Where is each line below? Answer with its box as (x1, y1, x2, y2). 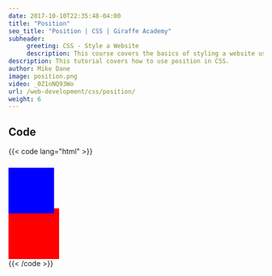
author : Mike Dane (8, 65, 70, 73)
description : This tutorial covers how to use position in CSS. (8, 58, 230, 66)
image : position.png (8, 72, 79, 80)
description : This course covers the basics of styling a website (26, 50, 255, 58)
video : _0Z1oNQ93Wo (8, 80, 74, 88)
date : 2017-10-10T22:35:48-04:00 (8, 11, 121, 20)
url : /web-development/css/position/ (8, 87, 136, 96)
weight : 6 (8, 95, 42, 103)
